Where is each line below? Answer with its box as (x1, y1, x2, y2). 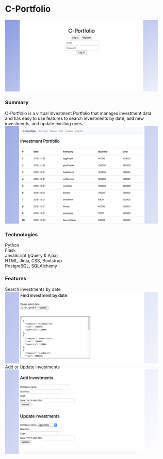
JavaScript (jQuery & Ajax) (5, 252, 58, 259)
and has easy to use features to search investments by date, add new (5, 115, 144, 121)
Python (5, 242, 19, 248)
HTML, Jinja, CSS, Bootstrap (5, 258, 62, 264)
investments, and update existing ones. (5, 120, 83, 126)
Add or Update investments (5, 364, 60, 370)
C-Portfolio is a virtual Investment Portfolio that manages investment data (5, 110, 152, 116)
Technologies (5, 231, 38, 238)
